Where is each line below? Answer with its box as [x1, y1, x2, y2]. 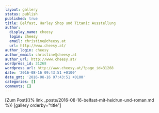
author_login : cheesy [5, 48, 49, 52]
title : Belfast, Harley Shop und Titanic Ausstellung [5, 20, 116, 26]
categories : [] [5, 79, 36, 84]
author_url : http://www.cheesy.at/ [5, 57, 77, 62]
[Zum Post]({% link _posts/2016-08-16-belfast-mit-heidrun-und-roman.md [5, 97, 154, 103]
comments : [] [5, 83, 32, 89]
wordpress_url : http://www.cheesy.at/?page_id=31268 [5, 66, 114, 71]
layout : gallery [5, 7, 38, 12]
